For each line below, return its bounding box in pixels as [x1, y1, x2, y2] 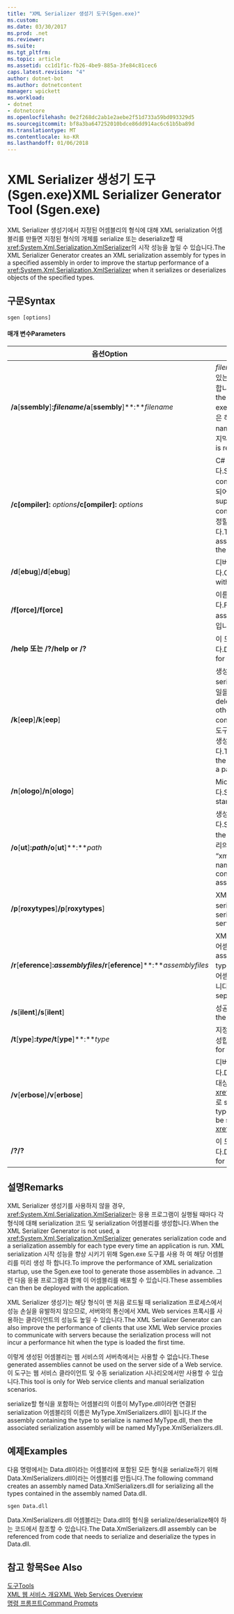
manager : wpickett [7, 88, 61, 95]
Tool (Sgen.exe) [7, 202, 101, 218]
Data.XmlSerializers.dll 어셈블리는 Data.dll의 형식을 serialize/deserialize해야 [7, 1516, 219, 1524]
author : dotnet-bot [7, 75, 64, 82]
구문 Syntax [7, 295, 56, 307]
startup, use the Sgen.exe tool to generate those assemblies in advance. [7, 1267, 214, 1275]
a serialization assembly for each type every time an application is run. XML [7, 1241, 225, 1250]
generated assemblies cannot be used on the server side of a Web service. [7, 1360, 223, 1369]
